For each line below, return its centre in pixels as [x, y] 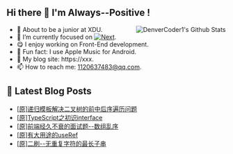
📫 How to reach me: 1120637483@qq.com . [79, 67]
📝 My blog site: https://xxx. [55, 59]
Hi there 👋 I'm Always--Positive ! [79, 13]
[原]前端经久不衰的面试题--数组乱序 [67, 126]
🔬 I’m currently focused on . [66, 37]
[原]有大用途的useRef [47, 135]
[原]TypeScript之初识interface [59, 117]
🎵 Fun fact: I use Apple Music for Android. [77, 51]
